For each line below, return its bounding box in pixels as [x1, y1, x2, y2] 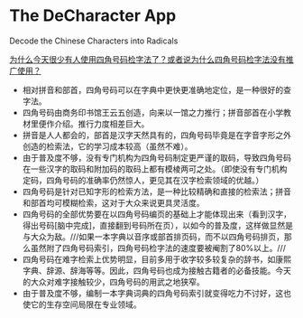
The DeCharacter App [9, 5, 177, 26]
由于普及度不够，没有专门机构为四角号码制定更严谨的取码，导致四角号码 [22, 152, 291, 163]
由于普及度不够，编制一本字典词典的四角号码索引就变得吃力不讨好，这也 [22, 287, 291, 298]
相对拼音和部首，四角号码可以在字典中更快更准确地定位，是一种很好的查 [22, 84, 291, 95]
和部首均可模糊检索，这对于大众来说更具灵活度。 [22, 197, 205, 208]
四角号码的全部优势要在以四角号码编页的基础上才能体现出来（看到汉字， [22, 209, 291, 220]
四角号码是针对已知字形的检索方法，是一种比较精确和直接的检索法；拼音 [22, 186, 291, 197]
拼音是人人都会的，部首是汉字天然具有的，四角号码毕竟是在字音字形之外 [22, 129, 291, 140]
